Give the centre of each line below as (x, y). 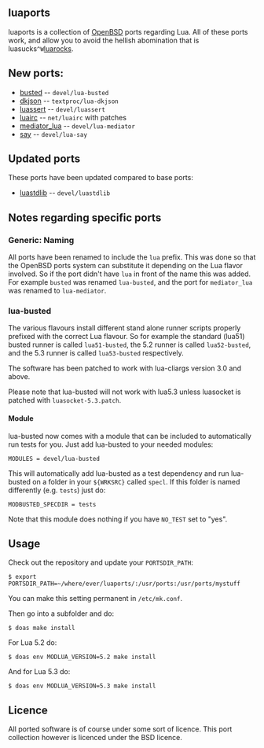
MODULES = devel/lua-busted (54, 459)
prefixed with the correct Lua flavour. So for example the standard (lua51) (126, 337)
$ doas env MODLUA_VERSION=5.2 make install (82, 657)
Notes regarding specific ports (85, 217)
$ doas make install (42, 628)
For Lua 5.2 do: (33, 643)
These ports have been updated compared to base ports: (101, 178)
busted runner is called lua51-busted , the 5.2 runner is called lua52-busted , (130, 345)
